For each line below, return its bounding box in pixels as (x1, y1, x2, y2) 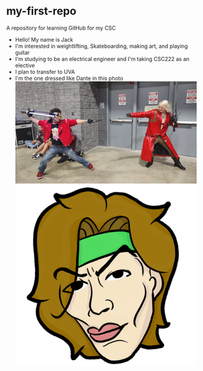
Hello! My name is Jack (14, 36, 74, 43)
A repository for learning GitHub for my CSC (6, 24, 116, 31)
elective (14, 62, 35, 69)
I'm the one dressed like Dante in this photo (14, 74, 124, 82)
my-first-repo (6, 4, 77, 18)
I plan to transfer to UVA (14, 68, 76, 75)
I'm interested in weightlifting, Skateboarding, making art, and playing (14, 42, 188, 50)
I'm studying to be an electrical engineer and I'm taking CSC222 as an (14, 55, 190, 62)
